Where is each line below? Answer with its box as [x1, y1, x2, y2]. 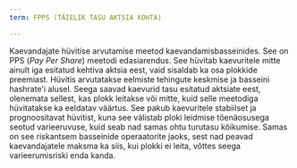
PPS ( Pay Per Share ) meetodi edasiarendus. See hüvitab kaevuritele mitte [9, 55, 281, 65]
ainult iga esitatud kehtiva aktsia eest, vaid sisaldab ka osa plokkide [9, 64, 258, 75]
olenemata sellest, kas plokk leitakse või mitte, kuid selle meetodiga [9, 93, 259, 104]
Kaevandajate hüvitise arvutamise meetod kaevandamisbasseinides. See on [9, 46, 289, 56]
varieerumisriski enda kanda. [9, 149, 116, 161]
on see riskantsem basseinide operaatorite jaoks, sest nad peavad [9, 130, 253, 141]
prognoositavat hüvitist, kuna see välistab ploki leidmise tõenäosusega [9, 112, 270, 122]
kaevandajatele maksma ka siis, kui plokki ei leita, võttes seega [9, 140, 242, 151]
